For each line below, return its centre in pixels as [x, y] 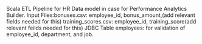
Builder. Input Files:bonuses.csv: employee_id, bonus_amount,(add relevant [101, 15]
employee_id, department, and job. [50, 34]
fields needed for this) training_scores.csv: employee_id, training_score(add [101, 21]
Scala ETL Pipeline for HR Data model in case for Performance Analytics [97, 9]
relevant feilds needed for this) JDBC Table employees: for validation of [96, 28]
